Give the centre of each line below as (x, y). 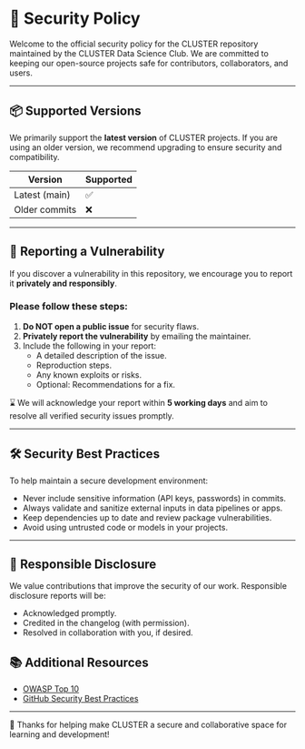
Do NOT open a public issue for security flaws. (111, 326)
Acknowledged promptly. (69, 613)
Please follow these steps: (69, 307)
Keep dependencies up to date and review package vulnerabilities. (147, 517)
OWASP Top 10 (51, 689)
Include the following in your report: (89, 346)
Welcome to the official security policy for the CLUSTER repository (134, 44)
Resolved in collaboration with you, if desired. (108, 633)
